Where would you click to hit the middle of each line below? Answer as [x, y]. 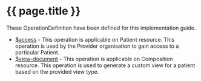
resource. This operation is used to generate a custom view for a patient [105, 65]
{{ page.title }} [44, 11]
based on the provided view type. [57, 71]
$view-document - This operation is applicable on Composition [94, 59]
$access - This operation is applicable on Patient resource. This [95, 39]
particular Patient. [37, 52]
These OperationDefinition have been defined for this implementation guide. [101, 28]
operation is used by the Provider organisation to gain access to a [97, 46]
